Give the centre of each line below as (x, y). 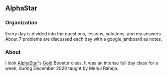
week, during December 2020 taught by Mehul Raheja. (62, 68)
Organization (21, 23)
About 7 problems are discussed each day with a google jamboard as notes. (84, 39)
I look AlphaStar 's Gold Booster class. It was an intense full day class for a (82, 63)
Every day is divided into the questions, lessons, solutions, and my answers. (84, 33)
